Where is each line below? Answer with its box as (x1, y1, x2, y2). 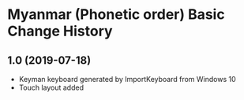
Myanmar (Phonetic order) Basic (7, 6, 226, 24)
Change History (7, 22, 113, 40)
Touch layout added (18, 83, 84, 92)
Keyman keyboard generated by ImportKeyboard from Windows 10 (18, 75, 236, 83)
